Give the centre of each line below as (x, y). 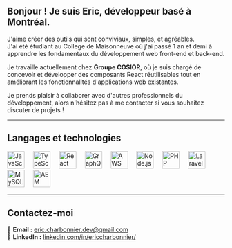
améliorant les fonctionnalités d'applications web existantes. (93, 82)
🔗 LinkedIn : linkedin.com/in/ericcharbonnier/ (71, 237)
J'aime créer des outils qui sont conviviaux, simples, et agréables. (101, 39)
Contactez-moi (40, 213)
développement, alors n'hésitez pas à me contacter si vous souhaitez (106, 103)
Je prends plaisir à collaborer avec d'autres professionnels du (95, 95)
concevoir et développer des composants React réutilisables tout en (104, 74)
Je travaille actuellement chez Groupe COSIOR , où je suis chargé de (104, 67)
